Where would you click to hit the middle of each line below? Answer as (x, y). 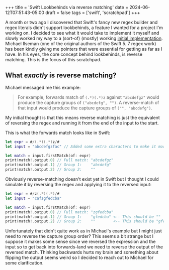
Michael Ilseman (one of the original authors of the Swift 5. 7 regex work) (81, 44)
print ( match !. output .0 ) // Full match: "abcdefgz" (59, 160)
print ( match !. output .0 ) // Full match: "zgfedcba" (59, 212)
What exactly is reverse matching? (61, 76)
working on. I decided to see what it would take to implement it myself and (82, 33)
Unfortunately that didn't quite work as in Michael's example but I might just (83, 231)
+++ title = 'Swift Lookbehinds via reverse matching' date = (67, 7)
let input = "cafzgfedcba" (33, 198)
